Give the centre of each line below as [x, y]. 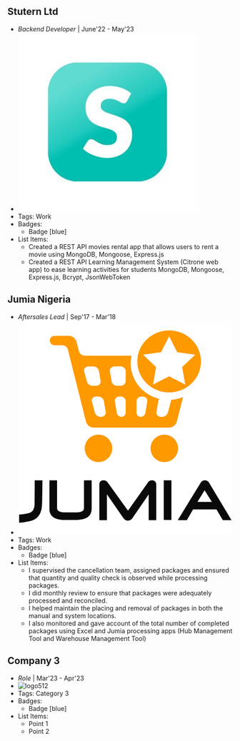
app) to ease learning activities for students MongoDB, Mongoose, [126, 269]
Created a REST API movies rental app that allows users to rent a [124, 246]
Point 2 [39, 731]
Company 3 [34, 661]
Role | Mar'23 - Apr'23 [51, 678]
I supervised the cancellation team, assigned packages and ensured [129, 570]
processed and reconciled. [68, 600]
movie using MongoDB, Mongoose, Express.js [96, 254]
